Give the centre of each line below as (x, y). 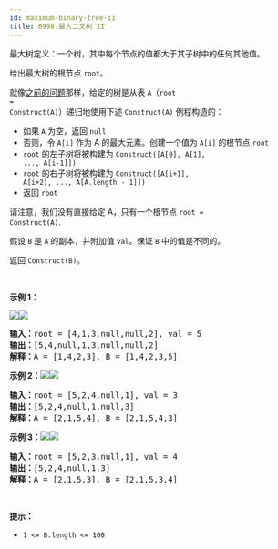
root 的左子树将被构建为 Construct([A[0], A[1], (114, 153)
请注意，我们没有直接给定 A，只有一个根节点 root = (107, 211)
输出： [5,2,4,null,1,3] (60, 468)
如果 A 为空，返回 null (64, 131)
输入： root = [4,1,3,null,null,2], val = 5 (106, 334)
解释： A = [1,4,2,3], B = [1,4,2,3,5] (93, 356)
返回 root (40, 192)
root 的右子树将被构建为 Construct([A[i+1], (106, 173)
